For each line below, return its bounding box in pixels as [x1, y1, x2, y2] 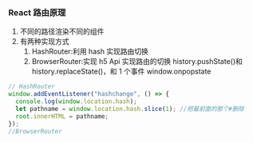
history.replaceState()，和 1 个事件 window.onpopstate [31, 66, 211, 77]
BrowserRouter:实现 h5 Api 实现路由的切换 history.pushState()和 [31, 57, 243, 66]
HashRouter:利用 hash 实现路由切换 [31, 46, 149, 57]
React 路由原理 [8, 6, 66, 18]
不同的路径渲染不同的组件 [19, 26, 105, 37]
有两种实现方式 [19, 37, 69, 46]
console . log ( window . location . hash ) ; [15, 97, 137, 105]
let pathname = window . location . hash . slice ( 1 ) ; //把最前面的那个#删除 [15, 105, 245, 113]
